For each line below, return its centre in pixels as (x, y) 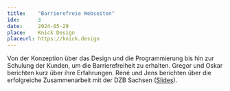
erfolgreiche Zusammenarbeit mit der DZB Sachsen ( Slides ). (92, 80)
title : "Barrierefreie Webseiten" (61, 13)
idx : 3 (24, 20)
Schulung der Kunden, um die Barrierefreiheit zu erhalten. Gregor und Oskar (115, 66)
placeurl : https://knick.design (53, 39)
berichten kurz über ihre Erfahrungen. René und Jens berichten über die (109, 73)
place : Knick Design (41, 32)
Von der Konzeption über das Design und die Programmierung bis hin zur (111, 58)
